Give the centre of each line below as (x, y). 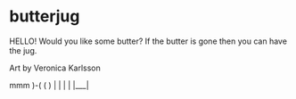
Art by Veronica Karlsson (55, 68)
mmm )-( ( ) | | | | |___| (49, 85)
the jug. (23, 50)
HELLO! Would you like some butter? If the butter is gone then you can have (148, 41)
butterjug (45, 16)
